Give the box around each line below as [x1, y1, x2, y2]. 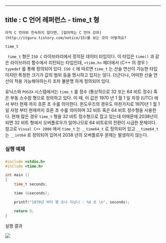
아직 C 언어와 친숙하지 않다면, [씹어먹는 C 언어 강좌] [5, 30, 102, 35]
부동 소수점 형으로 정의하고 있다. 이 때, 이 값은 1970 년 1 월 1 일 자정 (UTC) [10, 95, 153, 100]
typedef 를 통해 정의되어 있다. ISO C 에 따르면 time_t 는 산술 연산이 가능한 [5, 65, 149, 72]
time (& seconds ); [14, 191, 50, 196]
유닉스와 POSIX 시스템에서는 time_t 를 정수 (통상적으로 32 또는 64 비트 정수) [5, 89, 153, 95]
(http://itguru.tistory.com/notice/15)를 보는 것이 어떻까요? [5, 35, 126, 40]
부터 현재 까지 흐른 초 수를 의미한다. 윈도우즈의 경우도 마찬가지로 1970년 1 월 [10, 101, 157, 107]
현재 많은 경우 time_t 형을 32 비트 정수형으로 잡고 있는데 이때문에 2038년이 [11, 113, 158, 119]
